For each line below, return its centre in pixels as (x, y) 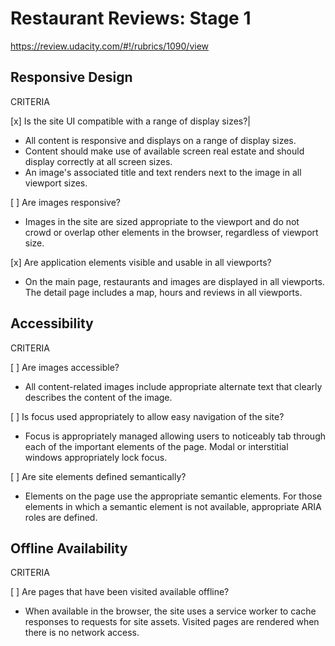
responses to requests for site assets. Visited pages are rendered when (172, 622)
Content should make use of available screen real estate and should (164, 151)
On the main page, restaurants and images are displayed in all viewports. (174, 281)
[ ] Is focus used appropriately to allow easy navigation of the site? (147, 416)
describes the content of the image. (98, 397)
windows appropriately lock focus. (96, 457)
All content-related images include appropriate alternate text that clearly (173, 386)
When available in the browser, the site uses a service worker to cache (170, 611)
